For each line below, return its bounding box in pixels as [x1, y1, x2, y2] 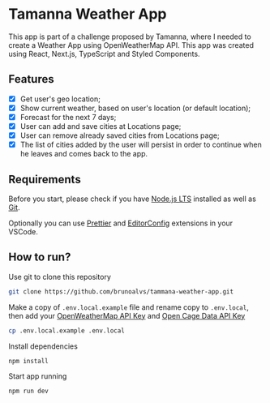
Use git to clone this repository [8, 272, 112, 281]
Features [8, 72, 54, 86]
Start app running [8, 371, 67, 381]
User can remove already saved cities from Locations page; [19, 131, 221, 140]
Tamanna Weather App [8, 5, 167, 24]
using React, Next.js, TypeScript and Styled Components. [8, 49, 200, 58]
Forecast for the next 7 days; [19, 112, 117, 122]
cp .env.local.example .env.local [8, 326, 126, 335]
